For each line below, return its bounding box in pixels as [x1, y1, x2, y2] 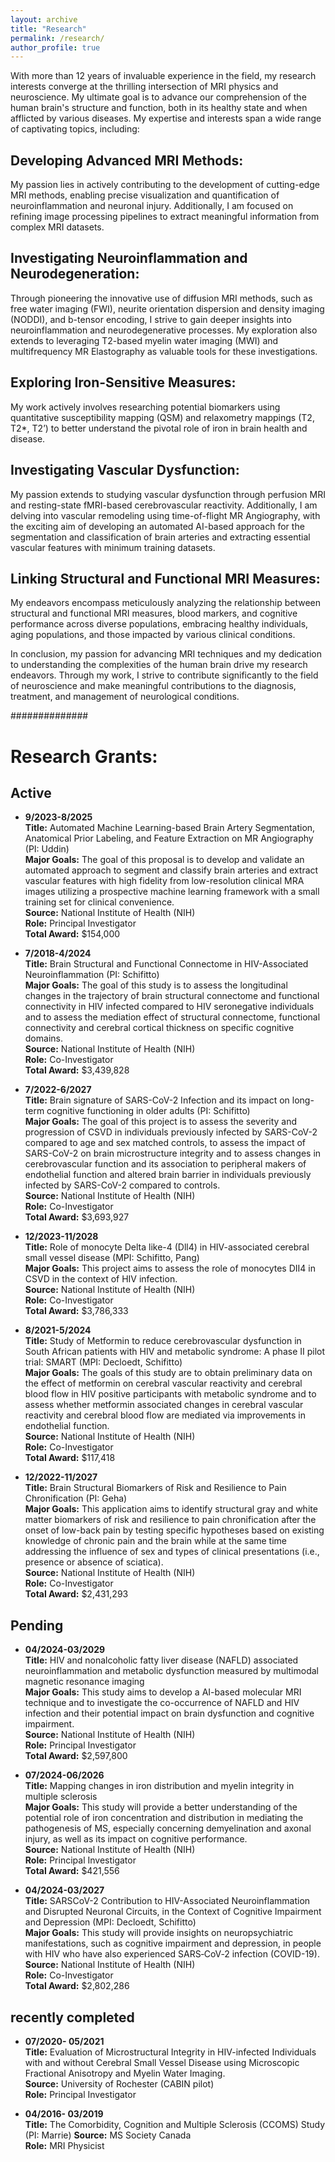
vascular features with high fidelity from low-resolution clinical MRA [24, 875, 305, 887]
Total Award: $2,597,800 [24, 1750, 128, 1762]
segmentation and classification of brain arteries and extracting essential [10, 531, 311, 543]
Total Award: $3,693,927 [24, 1211, 130, 1223]
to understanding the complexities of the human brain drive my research [10, 659, 308, 671]
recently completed [10, 2009, 135, 2026]
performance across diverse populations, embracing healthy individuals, [10, 618, 309, 630]
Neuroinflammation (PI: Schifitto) [24, 969, 160, 981]
